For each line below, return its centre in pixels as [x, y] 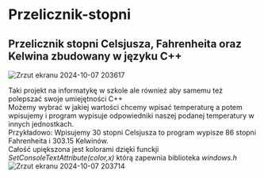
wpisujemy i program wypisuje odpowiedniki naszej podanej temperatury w [132, 116]
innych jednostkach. [41, 124]
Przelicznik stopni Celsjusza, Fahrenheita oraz [125, 44]
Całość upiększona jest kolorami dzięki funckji [84, 149]
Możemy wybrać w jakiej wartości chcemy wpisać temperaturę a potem [126, 107]
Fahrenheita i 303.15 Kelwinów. [58, 141]
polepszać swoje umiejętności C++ [65, 99]
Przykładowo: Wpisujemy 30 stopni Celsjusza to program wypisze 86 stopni [132, 133]
